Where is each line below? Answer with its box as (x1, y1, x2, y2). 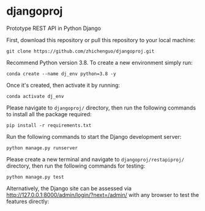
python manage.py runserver (6, 145, 78, 151)
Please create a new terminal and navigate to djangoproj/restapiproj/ (6, 155, 185, 163)
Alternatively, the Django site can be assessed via (6, 185, 132, 192)
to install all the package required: (6, 110, 92, 117)
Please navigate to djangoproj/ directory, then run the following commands (6, 104, 196, 111)
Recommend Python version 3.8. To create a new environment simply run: (6, 59, 193, 66)
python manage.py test (6, 174, 64, 180)
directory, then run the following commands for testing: (6, 162, 146, 169)
